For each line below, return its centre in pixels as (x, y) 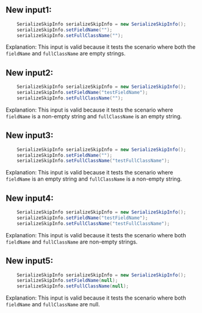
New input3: (30, 136)
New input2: (30, 73)
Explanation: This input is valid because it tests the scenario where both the (101, 47)
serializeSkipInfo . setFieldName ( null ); (67, 281)
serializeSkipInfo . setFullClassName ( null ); (73, 286)
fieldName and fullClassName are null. (53, 304)
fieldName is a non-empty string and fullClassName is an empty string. (94, 116)
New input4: (30, 198)
